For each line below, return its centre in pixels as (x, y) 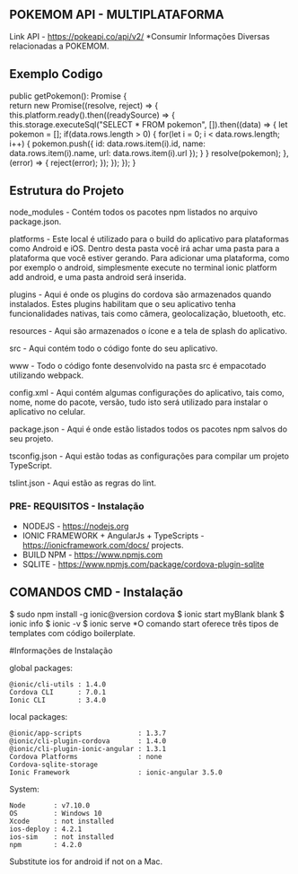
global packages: (41, 668)
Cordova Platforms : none (86, 756)
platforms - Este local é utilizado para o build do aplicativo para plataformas (149, 239)
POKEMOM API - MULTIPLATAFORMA (117, 15)
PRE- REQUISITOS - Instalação (77, 506)
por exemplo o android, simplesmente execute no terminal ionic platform (143, 267)
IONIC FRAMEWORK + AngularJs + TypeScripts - (113, 535)
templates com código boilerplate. (73, 633)
